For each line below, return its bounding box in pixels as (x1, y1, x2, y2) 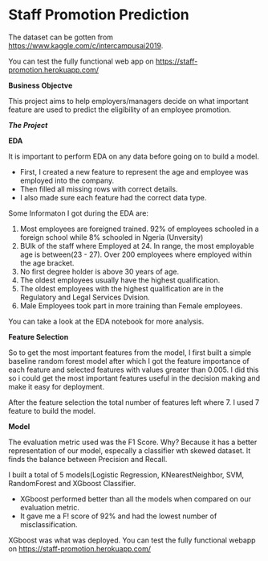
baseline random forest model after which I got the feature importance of (8, 356, 250, 365)
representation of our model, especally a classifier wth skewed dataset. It (8, 445, 251, 456)
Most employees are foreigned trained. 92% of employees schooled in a (19, 224, 259, 233)
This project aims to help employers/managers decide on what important (8, 96, 249, 105)
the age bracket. (19, 258, 75, 267)
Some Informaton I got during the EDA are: (8, 208, 148, 218)
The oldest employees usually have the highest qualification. (19, 275, 221, 285)
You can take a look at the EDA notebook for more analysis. (8, 316, 205, 326)
